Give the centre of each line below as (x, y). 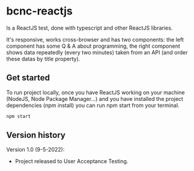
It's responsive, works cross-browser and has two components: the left (95, 39)
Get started (28, 78)
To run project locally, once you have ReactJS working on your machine (96, 92)
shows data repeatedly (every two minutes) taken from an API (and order (97, 52)
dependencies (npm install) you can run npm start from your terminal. (93, 105)
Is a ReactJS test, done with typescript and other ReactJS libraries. (90, 28)
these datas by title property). (43, 59)
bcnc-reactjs (40, 11)
